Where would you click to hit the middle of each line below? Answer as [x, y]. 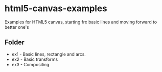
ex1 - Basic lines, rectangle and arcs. [49, 54]
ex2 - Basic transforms [35, 59]
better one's [17, 27]
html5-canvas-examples [56, 9]
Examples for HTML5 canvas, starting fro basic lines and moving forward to [81, 22]
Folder [15, 43]
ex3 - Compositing [30, 64]
